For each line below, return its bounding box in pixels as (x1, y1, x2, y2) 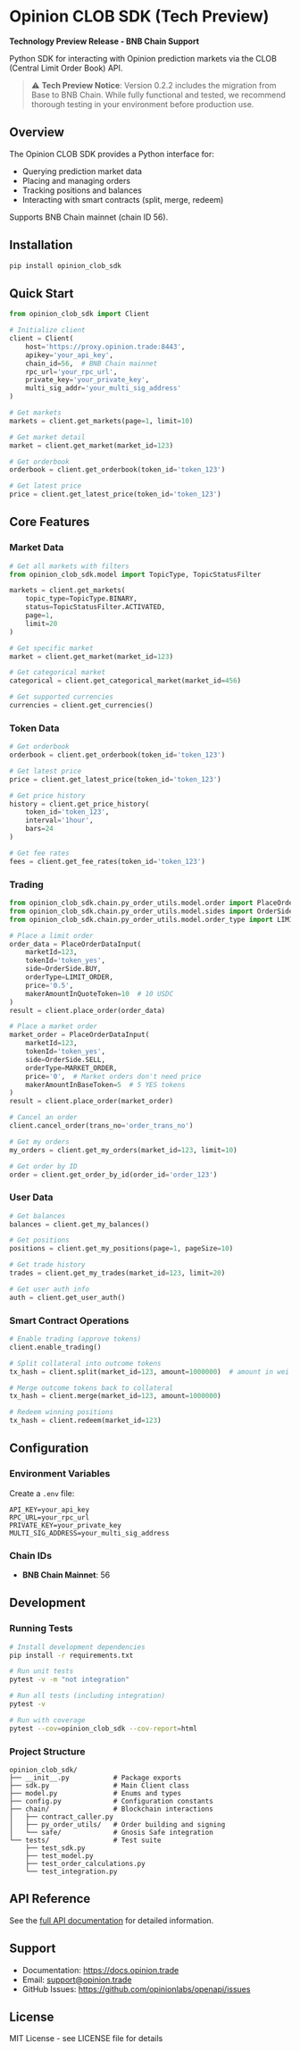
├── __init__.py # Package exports (9, 1773, 181, 1782)
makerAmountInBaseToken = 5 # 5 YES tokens (25, 1080, 186, 1089)
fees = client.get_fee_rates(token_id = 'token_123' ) (9, 857, 205, 866)
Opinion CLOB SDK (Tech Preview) (9, 6, 270, 27)
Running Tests (9, 1622, 73, 1635)
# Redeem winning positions (9, 1408, 114, 1417)
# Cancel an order (9, 1113, 78, 1122)
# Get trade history (9, 1260, 87, 1269)
